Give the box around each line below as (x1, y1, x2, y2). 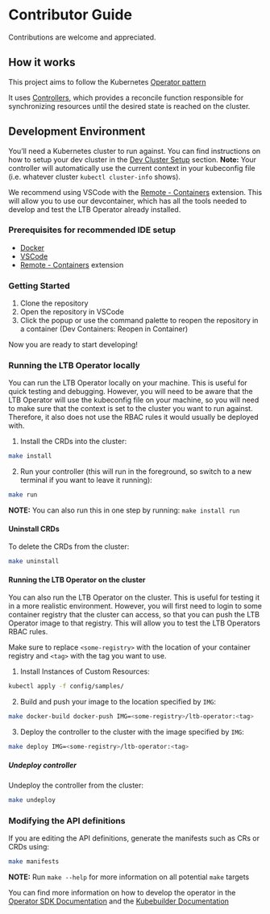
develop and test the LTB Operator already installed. (8, 204, 181, 214)
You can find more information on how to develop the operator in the (8, 888, 236, 898)
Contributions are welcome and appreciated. (8, 32, 156, 42)
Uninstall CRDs (8, 524, 60, 534)
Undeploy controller (8, 760, 77, 770)
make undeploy (8, 796, 56, 804)
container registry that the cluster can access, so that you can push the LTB (8, 610, 260, 620)
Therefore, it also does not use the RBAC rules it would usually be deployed (8, 413, 260, 422)
